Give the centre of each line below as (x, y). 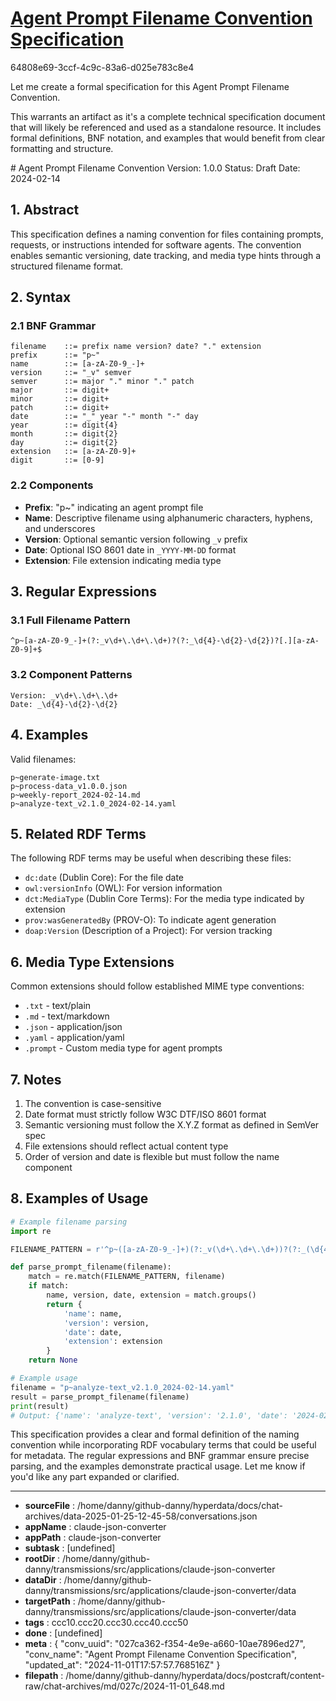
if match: (49, 1286)
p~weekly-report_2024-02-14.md (75, 795)
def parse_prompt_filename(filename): (91, 1267)
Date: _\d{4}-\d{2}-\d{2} (64, 704)
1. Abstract (45, 210)
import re (31, 1231)
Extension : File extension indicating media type (123, 560)
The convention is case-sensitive (93, 1103)
